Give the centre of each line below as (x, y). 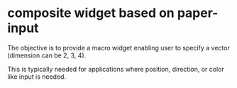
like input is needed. (37, 77)
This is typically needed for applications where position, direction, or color (116, 69)
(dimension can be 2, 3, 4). (47, 55)
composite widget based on (91, 13)
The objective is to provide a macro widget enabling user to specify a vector (119, 48)
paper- (198, 13)
